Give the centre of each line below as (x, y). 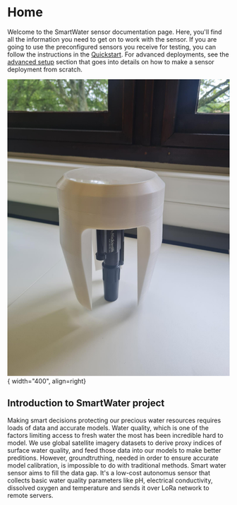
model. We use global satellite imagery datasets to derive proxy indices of (115, 443)
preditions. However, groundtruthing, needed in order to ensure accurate (113, 458)
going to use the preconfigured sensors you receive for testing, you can (112, 47)
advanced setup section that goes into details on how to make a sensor (111, 61)
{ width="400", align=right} (47, 381)
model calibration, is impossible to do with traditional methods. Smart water (117, 465)
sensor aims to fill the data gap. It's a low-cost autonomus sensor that (109, 473)
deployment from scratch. (45, 69)
